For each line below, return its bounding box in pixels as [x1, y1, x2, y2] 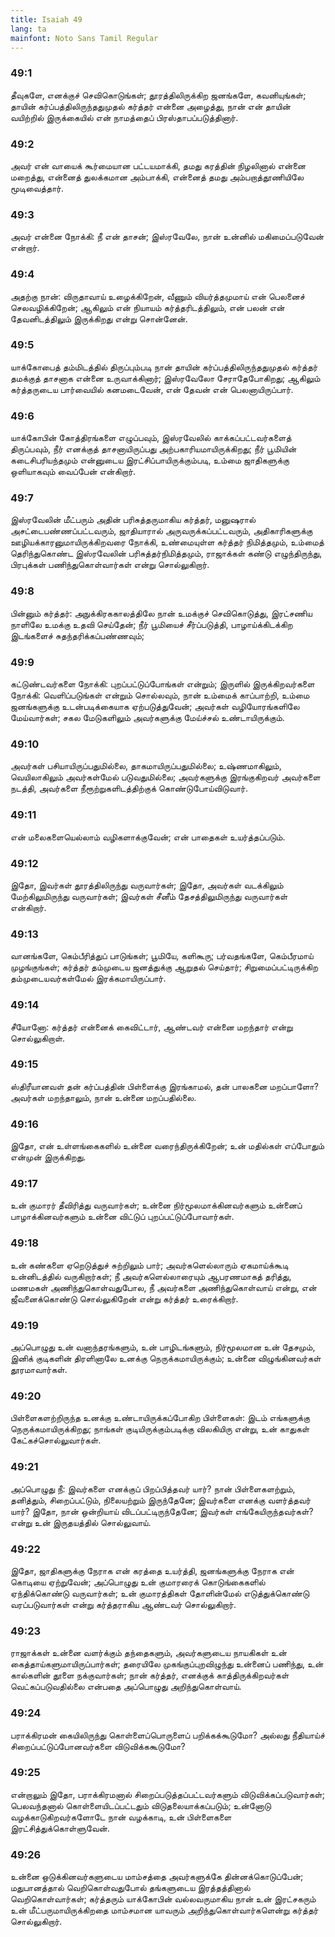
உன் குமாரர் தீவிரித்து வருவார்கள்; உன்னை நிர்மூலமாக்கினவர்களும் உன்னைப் [10, 1199, 303, 1211]
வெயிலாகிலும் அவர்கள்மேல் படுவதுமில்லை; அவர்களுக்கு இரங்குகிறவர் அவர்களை [10, 771, 321, 783]
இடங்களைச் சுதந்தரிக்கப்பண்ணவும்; [10, 629, 145, 641]
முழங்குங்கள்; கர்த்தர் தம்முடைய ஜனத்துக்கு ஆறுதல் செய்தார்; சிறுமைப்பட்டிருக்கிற [10, 961, 318, 973]
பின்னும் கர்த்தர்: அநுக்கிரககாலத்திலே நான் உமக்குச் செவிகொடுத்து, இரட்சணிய [10, 607, 313, 619]
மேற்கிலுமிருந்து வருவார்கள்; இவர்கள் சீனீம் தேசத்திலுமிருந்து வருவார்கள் [10, 890, 288, 902]
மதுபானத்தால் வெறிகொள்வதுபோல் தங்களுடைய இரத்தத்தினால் [10, 1882, 251, 1894]
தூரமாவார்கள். [10, 1364, 68, 1376]
